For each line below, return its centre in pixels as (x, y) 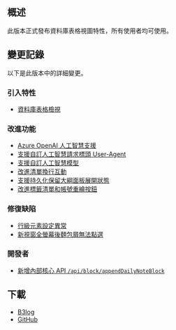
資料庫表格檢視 (39, 109)
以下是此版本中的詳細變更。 (47, 73)
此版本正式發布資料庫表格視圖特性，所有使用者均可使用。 (90, 31)
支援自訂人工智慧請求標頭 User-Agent (72, 154)
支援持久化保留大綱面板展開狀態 (63, 181)
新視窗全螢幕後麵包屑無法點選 (60, 234)
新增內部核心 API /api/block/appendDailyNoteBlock (91, 270)
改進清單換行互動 (42, 172)
